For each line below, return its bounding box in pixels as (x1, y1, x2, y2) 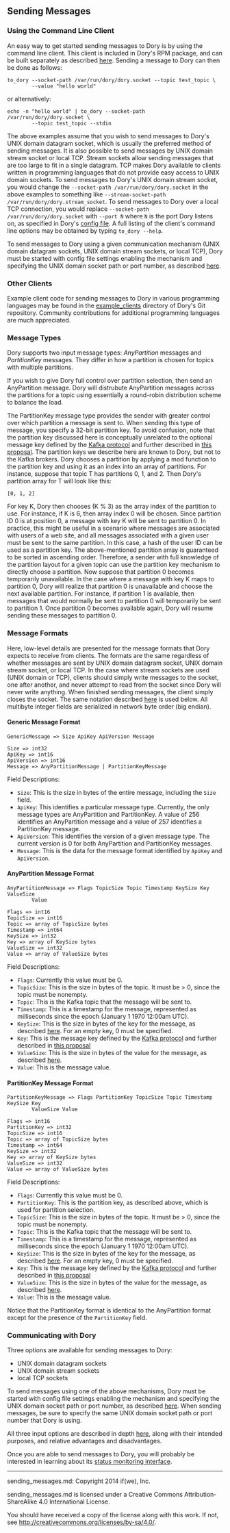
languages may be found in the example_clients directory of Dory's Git (7, 301, 206, 309)
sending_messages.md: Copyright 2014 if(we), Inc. (7, 1477, 151, 1485)
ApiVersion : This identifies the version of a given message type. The (16, 832, 210, 840)
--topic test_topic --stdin (31, 120, 112, 127)
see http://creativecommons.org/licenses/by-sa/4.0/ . (7, 1518, 156, 1526)
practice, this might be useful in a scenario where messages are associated (7, 524, 220, 533)
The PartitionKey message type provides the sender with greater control (7, 411, 211, 420)
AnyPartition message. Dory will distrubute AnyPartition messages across (7, 383, 215, 392)
